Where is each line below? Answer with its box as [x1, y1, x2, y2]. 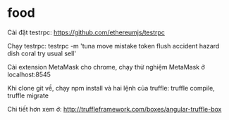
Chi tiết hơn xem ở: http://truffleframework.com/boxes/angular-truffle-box [7, 105, 222, 113]
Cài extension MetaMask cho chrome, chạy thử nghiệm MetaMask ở [7, 62, 206, 71]
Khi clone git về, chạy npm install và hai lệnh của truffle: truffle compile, [7, 84, 215, 92]
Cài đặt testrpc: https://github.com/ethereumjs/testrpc [7, 28, 166, 36]
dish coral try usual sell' [7, 49, 76, 58]
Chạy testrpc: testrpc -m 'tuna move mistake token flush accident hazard [7, 41, 220, 50]
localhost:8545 [7, 70, 51, 79]
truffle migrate [7, 91, 49, 100]
